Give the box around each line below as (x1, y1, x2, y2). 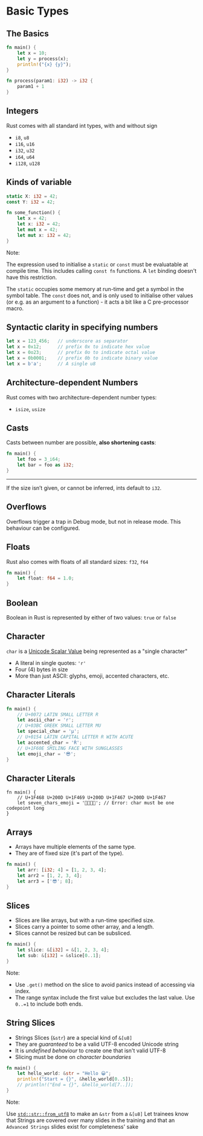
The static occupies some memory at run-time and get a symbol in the (6, 285, 184, 292)
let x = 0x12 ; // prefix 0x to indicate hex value (6, 344, 150, 350)
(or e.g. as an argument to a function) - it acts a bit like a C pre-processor (6, 298, 189, 306)
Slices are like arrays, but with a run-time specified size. (14, 917, 155, 924)
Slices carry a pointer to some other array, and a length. (14, 923, 154, 931)
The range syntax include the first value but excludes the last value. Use (14, 994, 195, 1001)
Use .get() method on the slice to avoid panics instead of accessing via (14, 981, 195, 988)
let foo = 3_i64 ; (17, 456, 61, 463)
